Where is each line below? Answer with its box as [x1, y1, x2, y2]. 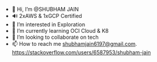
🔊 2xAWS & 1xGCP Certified [11, 13, 82, 19]
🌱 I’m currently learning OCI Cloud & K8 [11, 27, 109, 34]
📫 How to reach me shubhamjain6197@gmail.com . [11, 41, 137, 47]
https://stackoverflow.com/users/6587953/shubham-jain [11, 49, 151, 56]
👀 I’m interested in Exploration [11, 21, 85, 28]
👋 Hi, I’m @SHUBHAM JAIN [11, 6, 79, 13]
